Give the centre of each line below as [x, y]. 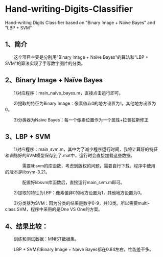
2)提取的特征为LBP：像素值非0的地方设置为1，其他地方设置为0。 [79, 193]
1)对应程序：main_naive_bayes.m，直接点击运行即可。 [68, 93]
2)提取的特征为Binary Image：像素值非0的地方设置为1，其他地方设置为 [85, 103]
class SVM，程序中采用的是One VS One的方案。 [54, 210]
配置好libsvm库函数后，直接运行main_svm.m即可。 [73, 183]
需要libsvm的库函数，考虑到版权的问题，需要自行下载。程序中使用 [89, 166]
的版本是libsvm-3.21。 [27, 172]
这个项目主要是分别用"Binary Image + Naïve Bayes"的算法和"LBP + [81, 57]
